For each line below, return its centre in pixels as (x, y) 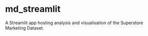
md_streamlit (33, 9)
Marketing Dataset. (25, 28)
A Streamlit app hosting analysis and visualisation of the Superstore (74, 23)
